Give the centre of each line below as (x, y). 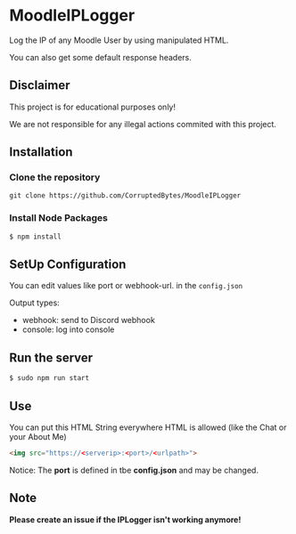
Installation (41, 152)
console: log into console (68, 329)
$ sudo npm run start (49, 378)
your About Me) (38, 436)
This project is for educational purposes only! (93, 107)
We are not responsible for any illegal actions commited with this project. (143, 124)
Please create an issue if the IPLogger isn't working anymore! (125, 519)
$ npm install (36, 237)
